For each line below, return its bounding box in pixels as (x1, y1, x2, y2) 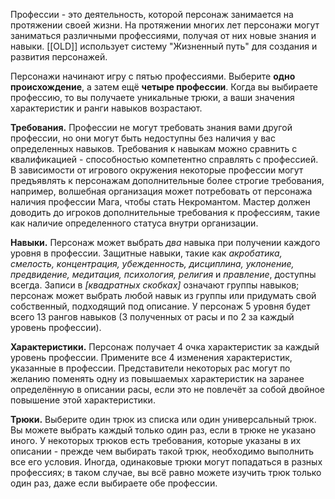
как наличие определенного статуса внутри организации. (10, 217, 259, 229)
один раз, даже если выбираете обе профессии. (10, 477, 218, 489)
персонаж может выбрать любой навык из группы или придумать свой (10, 290, 317, 301)
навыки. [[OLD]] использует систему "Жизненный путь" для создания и (10, 40, 318, 52)
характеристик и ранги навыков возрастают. (10, 102, 203, 114)
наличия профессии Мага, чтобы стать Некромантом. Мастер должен (10, 196, 311, 208)
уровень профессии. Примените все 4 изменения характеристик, (10, 352, 293, 363)
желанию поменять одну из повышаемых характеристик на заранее (10, 373, 305, 384)
